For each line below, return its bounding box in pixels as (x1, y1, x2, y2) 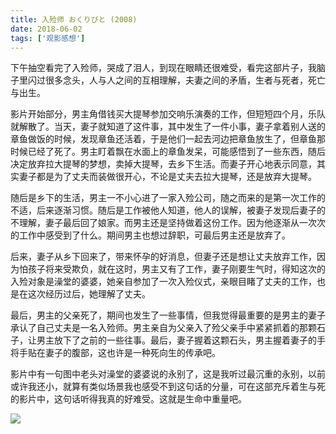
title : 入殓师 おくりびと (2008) (10, 14, 138, 25)
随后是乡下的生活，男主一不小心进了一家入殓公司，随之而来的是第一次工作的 (10, 192, 326, 204)
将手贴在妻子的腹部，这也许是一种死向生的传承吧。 (10, 347, 221, 359)
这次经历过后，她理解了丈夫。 (27, 288, 151, 300)
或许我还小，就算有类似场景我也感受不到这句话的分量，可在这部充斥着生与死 (10, 381, 326, 393)
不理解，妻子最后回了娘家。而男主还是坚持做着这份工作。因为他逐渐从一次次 (10, 217, 326, 229)
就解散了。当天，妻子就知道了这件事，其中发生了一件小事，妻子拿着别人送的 (10, 121, 326, 133)
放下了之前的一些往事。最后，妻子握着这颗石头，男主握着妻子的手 (53, 334, 326, 346)
